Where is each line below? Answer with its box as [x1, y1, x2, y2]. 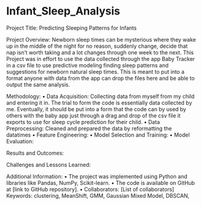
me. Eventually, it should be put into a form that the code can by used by [6, 105, 186, 112]
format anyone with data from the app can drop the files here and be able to [6, 74, 195, 82]
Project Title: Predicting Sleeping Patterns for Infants [6, 24, 137, 31]
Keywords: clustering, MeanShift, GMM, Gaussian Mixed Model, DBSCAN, [6, 192, 190, 199]
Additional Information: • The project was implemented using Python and [6, 172, 188, 180]
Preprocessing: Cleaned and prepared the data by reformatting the [6, 125, 172, 132]
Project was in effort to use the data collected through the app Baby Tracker [6, 55, 195, 62]
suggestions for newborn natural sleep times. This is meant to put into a [6, 68, 185, 75]
